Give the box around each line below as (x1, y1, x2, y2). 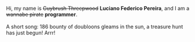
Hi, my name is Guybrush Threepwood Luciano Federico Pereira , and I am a (6, 5, 190, 12)
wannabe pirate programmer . (6, 11, 78, 18)
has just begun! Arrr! (6, 29, 55, 36)
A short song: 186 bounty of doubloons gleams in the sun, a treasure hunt (6, 23, 183, 30)
